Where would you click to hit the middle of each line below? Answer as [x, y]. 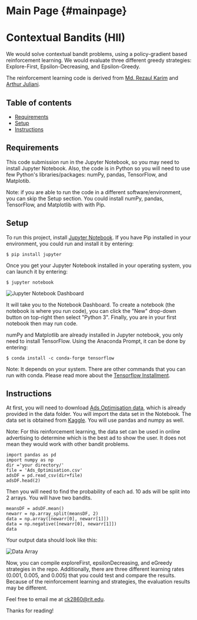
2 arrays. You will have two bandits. [49, 498]
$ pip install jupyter [34, 254]
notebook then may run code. [42, 323]
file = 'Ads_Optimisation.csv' [44, 471]
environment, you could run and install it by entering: [70, 244]
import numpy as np [30, 460]
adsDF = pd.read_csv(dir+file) [44, 476]
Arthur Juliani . [23, 84]
